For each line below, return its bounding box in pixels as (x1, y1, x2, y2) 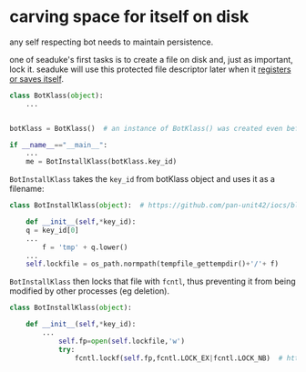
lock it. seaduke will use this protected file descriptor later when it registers (9, 64, 291, 75)
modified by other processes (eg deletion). (9, 286, 170, 297)
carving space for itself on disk (9, 6, 250, 27)
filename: (9, 184, 45, 195)
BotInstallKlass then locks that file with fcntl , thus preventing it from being (9, 276, 296, 287)
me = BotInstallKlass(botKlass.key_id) (25, 157, 178, 166)
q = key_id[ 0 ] (25, 226, 79, 235)
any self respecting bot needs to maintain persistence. (9, 36, 214, 47)
